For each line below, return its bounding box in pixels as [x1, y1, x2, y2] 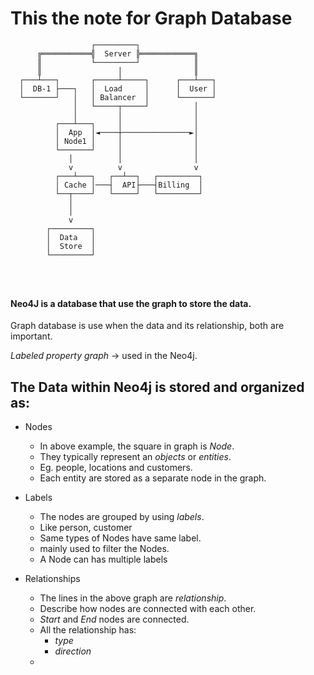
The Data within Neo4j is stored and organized [10, 378, 305, 396]
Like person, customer [39, 521, 133, 533]
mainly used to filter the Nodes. [39, 542, 170, 554]
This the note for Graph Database [10, 7, 293, 30]
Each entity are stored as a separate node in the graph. [39, 472, 267, 484]
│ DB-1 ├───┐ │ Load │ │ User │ [19, 83, 217, 94]
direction [54, 645, 92, 657]
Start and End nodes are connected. [39, 613, 190, 625]
